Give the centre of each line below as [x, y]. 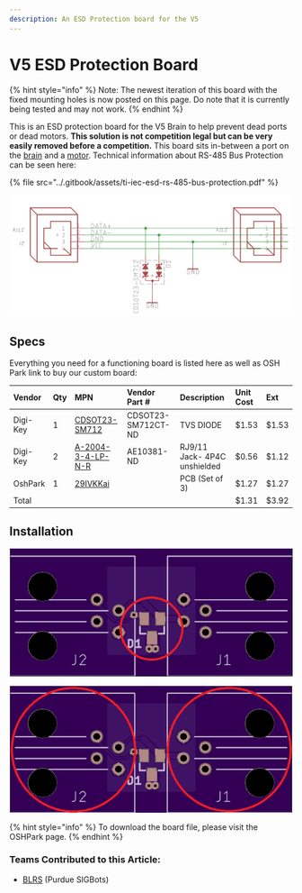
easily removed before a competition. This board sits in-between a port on [149, 145]
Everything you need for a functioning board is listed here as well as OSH [145, 363]
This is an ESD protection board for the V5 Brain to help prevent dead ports [148, 126]
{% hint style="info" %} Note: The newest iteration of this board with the [143, 89]
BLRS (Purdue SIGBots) [66, 879]
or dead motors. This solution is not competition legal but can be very [141, 136]
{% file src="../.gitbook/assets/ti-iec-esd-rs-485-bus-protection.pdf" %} [144, 182]
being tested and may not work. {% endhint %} [97, 109]
